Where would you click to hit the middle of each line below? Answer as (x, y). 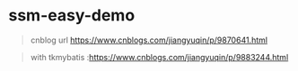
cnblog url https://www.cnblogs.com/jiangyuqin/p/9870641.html (149, 40)
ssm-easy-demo (72, 16)
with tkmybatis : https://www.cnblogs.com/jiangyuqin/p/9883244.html (159, 57)
